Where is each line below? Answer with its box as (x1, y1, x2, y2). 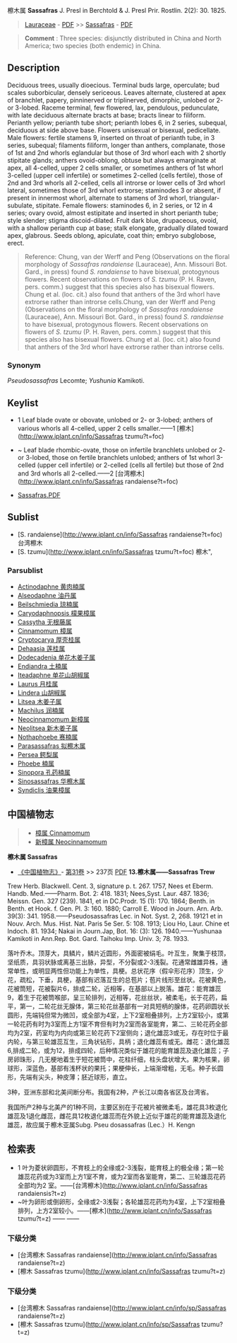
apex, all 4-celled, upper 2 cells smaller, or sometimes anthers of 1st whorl (7, 163, 224, 172)
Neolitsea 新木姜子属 (17, 724, 78, 732)
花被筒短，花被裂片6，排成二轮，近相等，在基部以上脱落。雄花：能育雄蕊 (7, 984, 221, 993)
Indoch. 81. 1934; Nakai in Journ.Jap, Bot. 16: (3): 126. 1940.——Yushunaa (7, 926, 222, 935)
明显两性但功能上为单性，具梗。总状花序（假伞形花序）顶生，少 (37, 967, 224, 975)
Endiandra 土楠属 (17, 662, 68, 671)
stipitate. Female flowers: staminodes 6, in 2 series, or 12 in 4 (35, 201, 213, 209)
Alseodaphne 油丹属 (17, 592, 77, 600)
